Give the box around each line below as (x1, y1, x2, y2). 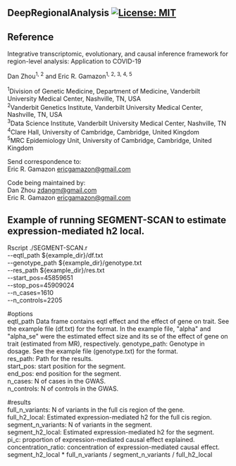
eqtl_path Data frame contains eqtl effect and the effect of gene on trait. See (7, 317, 230, 325)
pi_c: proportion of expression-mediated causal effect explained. (7, 435, 195, 443)
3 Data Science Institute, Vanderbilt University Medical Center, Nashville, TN (7, 118, 227, 127)
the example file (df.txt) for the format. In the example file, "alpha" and (7, 325, 211, 333)
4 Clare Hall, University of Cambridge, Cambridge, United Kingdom (7, 126, 199, 136)
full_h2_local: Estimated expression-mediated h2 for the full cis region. (7, 413, 212, 421)
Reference (7, 31, 54, 43)
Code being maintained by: (7, 179, 86, 187)
